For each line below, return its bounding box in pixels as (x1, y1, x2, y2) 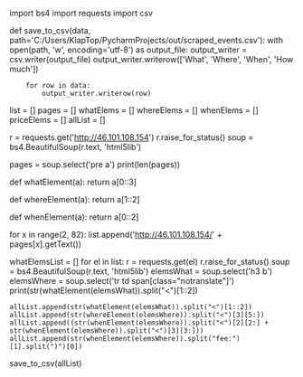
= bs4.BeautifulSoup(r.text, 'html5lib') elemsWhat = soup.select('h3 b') (9, 266, 273, 277)
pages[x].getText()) (9, 239, 82, 250)
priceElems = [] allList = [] (9, 115, 106, 125)
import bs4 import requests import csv (9, 8, 154, 18)
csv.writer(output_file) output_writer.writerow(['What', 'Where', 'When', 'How (9, 54, 294, 64)
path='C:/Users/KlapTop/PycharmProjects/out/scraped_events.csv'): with (9, 35, 283, 45)
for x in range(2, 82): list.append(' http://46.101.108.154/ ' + (9, 230, 223, 240)
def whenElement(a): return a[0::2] (9, 212, 139, 222)
